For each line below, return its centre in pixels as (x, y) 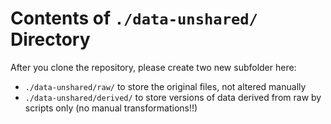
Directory (50, 39)
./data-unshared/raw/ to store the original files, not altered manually (165, 86)
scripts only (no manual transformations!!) (111, 108)
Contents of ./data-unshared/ (134, 18)
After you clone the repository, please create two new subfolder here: (153, 67)
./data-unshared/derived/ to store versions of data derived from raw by (173, 97)
